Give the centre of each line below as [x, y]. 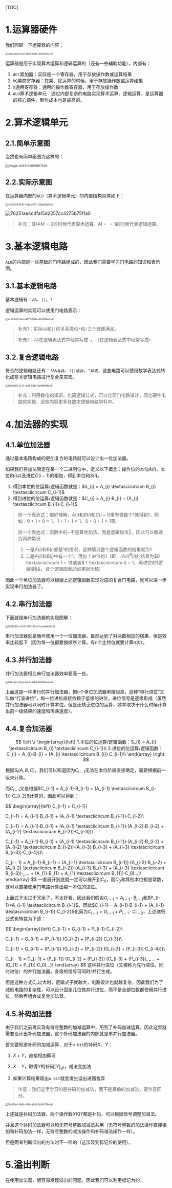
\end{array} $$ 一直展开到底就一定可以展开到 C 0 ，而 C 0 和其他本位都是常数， [86, 880]
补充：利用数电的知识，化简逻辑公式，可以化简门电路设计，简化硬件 [90, 395]
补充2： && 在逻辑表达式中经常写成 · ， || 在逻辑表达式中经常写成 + [84, 339]
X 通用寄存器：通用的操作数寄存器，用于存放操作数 [66, 87]
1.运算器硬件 [31, 30]
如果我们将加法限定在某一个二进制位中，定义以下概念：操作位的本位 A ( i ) [81, 469]
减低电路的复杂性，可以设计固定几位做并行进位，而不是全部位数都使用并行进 [86, 990]
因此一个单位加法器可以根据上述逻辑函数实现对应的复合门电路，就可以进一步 [86, 580]
